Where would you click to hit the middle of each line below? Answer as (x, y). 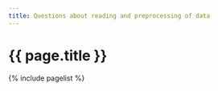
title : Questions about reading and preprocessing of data (109, 16)
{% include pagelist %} (47, 78)
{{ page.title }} (58, 55)
